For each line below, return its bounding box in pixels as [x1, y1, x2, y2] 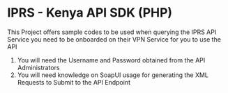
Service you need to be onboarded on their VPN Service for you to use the [7, 35, 222, 43]
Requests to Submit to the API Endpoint [17, 78, 131, 86]
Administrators [17, 63, 60, 71]
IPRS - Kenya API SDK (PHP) [7, 5, 173, 21]
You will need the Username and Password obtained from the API [17, 56, 206, 64]
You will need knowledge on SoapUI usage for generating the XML [17, 71, 209, 79]
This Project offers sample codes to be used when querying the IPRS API [7, 28, 217, 36]
